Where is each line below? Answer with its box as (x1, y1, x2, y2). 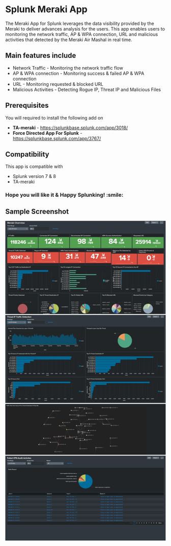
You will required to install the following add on (5, 114, 103, 120)
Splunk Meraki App (5, 4, 88, 15)
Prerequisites (5, 101, 49, 110)
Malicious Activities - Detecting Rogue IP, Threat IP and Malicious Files (12, 86, 161, 93)
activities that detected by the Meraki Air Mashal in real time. (5, 37, 132, 43)
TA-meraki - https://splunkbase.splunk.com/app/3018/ (12, 125, 128, 131)
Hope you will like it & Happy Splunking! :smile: (5, 192, 124, 199)
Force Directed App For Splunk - (12, 130, 82, 136)
